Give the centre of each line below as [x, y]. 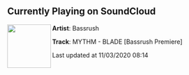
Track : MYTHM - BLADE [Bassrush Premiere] [117, 42]
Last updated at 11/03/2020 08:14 [100, 55]
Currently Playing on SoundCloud [82, 11]
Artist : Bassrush [76, 28]
